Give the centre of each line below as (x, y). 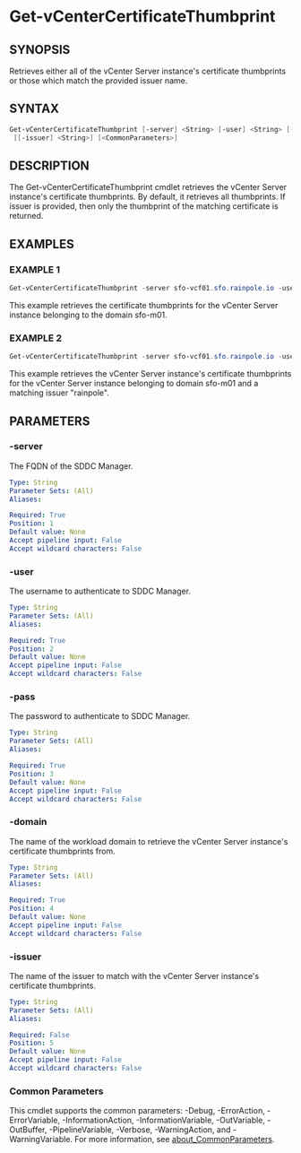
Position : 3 (31, 774)
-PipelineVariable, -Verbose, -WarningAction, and (140, 1130)
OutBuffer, (28, 1130)
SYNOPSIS (40, 50)
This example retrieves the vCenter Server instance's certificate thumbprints (150, 374)
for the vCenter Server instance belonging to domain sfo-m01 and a (134, 384)
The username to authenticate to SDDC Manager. (100, 591)
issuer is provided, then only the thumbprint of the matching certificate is (144, 206)
